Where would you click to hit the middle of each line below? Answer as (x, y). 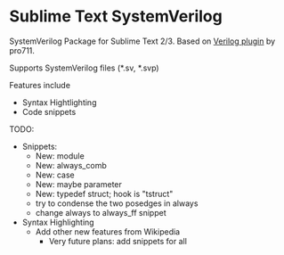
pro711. (22, 50)
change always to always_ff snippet (101, 212)
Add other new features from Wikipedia (108, 231)
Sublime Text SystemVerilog (116, 16)
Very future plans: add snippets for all (118, 241)
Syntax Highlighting (58, 222)
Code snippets (49, 111)
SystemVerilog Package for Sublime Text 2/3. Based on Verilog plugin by (142, 41)
